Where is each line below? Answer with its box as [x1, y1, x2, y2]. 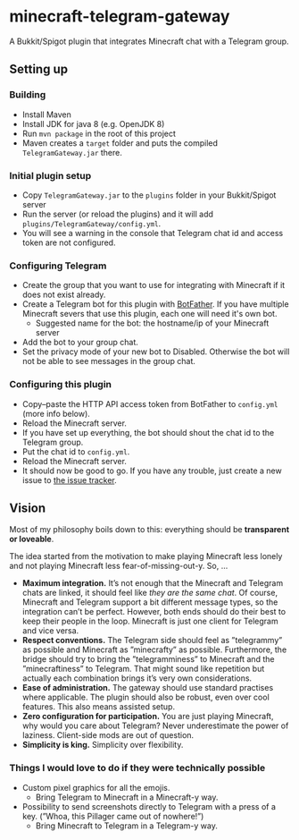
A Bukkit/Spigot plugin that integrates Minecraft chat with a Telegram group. [9, 36, 289, 47]
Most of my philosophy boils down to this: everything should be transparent [9, 524, 290, 535]
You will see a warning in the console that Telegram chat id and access [21, 227, 284, 238]
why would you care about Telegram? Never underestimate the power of [21, 720, 289, 731]
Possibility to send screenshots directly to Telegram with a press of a [21, 801, 277, 811]
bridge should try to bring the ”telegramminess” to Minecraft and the [21, 654, 275, 665]
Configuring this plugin [9, 378, 112, 391]
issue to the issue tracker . [21, 474, 118, 485]
